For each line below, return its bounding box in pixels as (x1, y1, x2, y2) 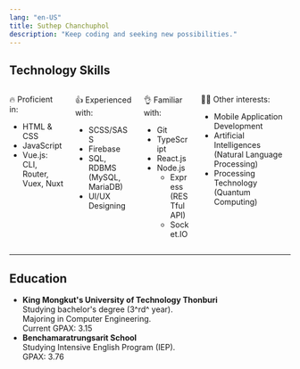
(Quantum (213, 187, 252, 198)
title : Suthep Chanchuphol (9, 21, 110, 30)
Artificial (213, 130, 246, 141)
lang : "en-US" (9, 12, 62, 22)
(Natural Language (213, 149, 283, 160)
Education (9, 271, 68, 286)
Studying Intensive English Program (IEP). (21, 342, 176, 352)
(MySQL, (87, 172, 121, 183)
